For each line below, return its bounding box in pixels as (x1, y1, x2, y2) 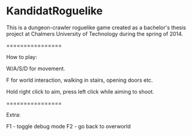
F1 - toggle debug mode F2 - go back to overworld (6, 122, 131, 129)
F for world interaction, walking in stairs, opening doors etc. (6, 76, 153, 84)
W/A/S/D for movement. (6, 64, 66, 72)
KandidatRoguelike (6, 4, 103, 18)
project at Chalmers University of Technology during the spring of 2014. (6, 30, 184, 37)
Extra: (6, 111, 21, 118)
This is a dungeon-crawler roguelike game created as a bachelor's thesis (6, 24, 187, 31)
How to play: (6, 53, 38, 60)
